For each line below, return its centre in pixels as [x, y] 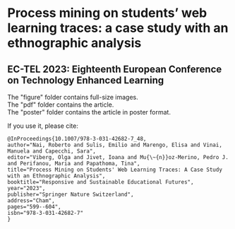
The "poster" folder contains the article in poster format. [89, 112]
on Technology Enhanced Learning [86, 80]
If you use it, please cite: [43, 126]
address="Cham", [31, 201]
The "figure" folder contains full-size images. [73, 97]
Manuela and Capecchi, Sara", [52, 151]
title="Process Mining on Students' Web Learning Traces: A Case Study [115, 170]
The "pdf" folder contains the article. [61, 105]
